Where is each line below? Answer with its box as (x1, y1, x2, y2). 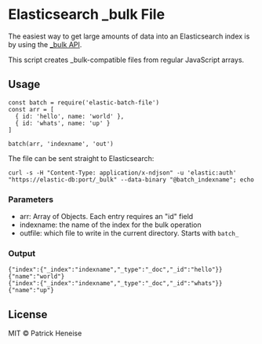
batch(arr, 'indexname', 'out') (8, 140, 114, 148)
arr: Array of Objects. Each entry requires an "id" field (19, 212, 194, 221)
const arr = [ (8, 105, 55, 113)
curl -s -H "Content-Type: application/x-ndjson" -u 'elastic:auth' (8, 169, 237, 177)
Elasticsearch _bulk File (8, 5, 166, 24)
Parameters (8, 194, 53, 205)
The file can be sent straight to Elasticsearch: (8, 153, 155, 163)
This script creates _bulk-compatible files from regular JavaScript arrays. (8, 55, 245, 64)
